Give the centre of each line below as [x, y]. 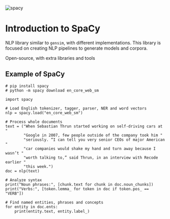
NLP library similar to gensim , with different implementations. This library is [83, 42]
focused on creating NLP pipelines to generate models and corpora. [77, 48]
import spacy [19, 99]
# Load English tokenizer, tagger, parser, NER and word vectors [76, 108]
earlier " [16, 162]
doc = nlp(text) [22, 171]
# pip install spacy [27, 86]
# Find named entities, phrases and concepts [54, 202]
